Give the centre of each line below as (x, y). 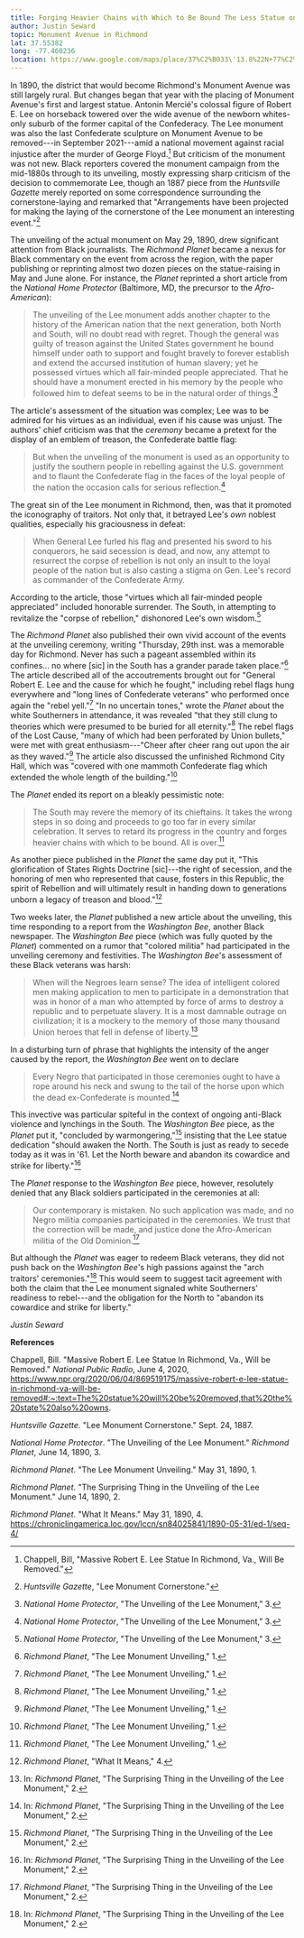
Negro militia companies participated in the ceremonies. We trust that (161, 1220)
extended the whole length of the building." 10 (94, 776)
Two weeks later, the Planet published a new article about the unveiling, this (151, 917)
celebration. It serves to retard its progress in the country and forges (160, 831)
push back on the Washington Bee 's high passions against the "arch (137, 1268)
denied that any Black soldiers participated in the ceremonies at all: (135, 1193)
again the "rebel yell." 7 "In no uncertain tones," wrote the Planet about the (147, 705)
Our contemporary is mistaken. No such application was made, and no (163, 1210)
